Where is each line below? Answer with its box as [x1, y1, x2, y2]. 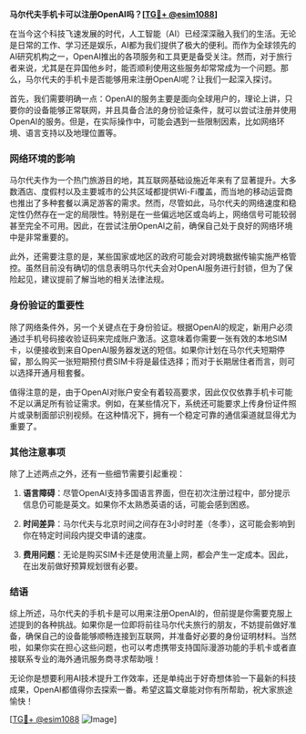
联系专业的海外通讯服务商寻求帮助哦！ [16, 654, 161, 665]
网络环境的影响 [9, 152, 76, 165]
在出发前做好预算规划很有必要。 [22, 560, 143, 571]
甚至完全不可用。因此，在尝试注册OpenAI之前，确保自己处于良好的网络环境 [9, 221, 293, 232]
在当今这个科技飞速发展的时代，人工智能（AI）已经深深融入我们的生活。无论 [9, 28, 297, 39]
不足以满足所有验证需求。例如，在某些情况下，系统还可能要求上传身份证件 [9, 398, 289, 408]
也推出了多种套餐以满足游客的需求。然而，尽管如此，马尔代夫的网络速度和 [9, 198, 289, 209]
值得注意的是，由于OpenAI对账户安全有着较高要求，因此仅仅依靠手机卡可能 [9, 387, 293, 398]
